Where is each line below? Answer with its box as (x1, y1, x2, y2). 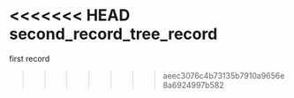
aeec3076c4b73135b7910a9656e (162, 70, 285, 80)
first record (9, 53, 50, 64)
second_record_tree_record (9, 24, 218, 44)
